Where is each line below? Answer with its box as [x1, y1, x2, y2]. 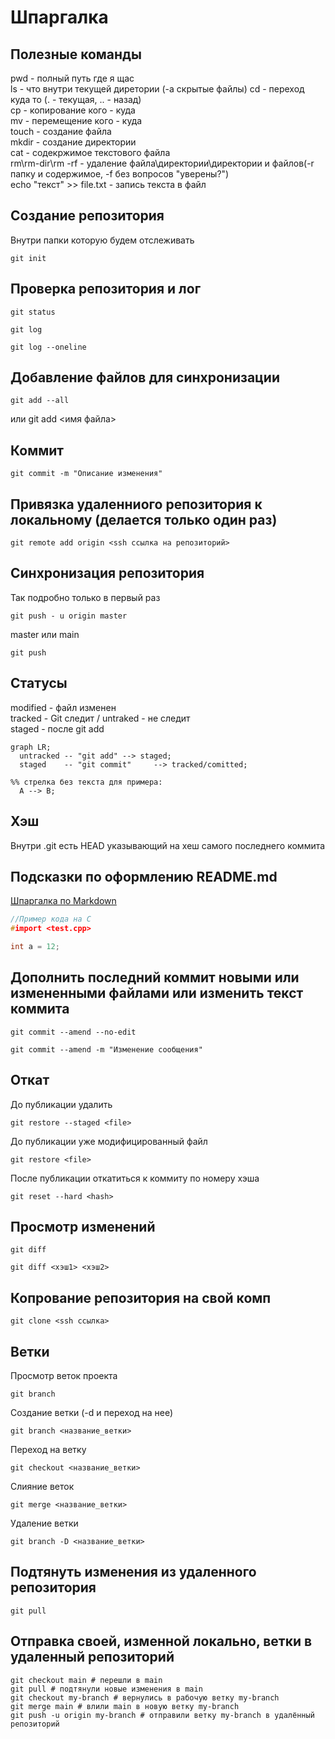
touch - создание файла [10, 126, 112, 137]
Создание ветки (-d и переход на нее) [10, 1407, 174, 1418]
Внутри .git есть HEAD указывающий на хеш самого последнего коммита [10, 839, 326, 851]
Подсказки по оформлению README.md [10, 868, 278, 885]
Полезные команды [10, 46, 142, 63]
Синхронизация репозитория [10, 565, 205, 582]
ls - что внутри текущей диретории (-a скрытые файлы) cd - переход [10, 83, 305, 95]
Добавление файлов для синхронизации [10, 369, 280, 386]
